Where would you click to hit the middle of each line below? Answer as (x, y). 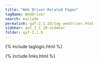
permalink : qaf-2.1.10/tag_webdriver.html (49, 23)
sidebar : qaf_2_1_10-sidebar (35, 28)
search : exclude (22, 19)
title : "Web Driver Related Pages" (42, 10)
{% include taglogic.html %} (34, 47)
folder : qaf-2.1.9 (24, 32)
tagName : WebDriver (25, 14)
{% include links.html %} (30, 56)
